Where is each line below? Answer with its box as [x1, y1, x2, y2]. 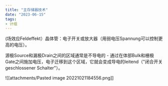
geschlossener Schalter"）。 [5, 65, 63, 71]
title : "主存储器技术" [5, 7, 48, 12]
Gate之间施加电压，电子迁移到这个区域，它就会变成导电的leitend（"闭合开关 [5, 58, 163, 65]
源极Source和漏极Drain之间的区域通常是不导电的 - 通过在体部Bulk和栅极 [5, 52, 154, 58]
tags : [5, 16, 17, 21]
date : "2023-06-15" [5, 12, 46, 17]
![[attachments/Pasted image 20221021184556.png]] [5, 75, 114, 81]
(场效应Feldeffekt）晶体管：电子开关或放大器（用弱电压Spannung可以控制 [5, 35, 159, 41]
